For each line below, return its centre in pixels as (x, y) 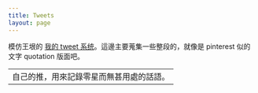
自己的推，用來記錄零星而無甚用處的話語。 (91, 76)
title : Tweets (31, 15)
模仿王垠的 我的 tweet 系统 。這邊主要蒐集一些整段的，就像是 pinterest (122, 46)
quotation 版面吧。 (54, 56)
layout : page (29, 23)
